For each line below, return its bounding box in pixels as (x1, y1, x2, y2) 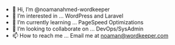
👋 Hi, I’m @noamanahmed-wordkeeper (12, 6, 110, 13)
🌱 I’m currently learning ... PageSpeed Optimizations (12, 19, 144, 26)
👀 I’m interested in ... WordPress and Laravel (12, 12, 124, 19)
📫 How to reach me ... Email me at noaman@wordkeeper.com (12, 32, 169, 39)
